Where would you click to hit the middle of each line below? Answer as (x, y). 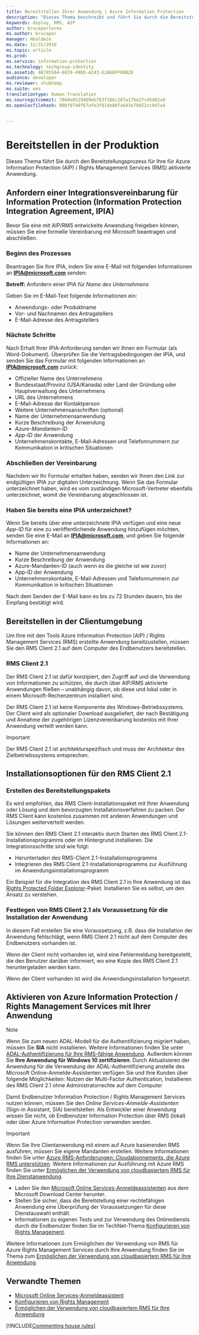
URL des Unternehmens (44, 397)
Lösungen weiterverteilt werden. (46, 822)
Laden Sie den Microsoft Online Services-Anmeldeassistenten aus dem (102, 1188)
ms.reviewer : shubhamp (34, 84)
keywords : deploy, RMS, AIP (41, 23)
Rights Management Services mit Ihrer (78, 1006)
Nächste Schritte (31, 335)
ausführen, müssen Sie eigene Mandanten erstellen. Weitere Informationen (97, 1151)
